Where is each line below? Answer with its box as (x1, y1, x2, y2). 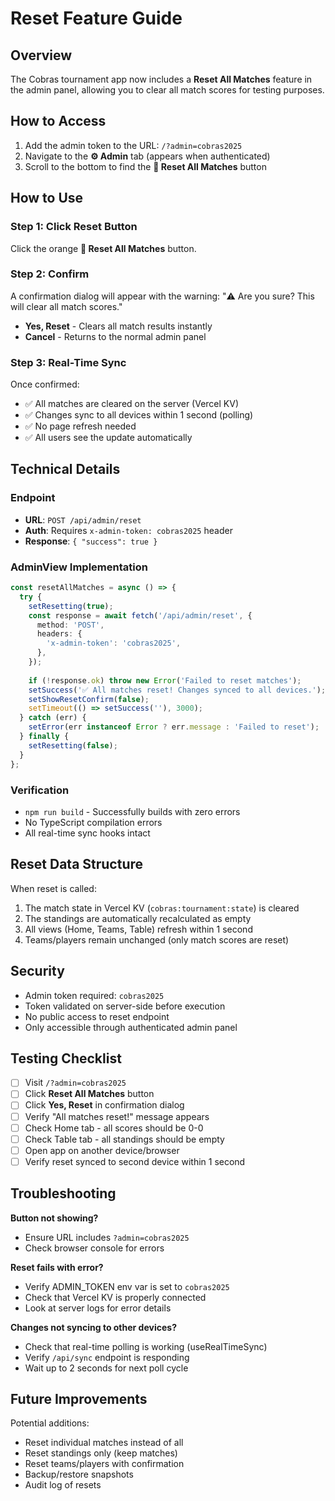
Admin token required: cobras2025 (24, 989, 165, 1001)
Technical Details (10, 461, 121, 478)
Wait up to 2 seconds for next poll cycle (24, 1362, 189, 1374)
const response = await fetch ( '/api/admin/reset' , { (28, 610, 253, 621)
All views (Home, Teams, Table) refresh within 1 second (24, 923, 253, 935)
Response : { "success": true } (24, 535, 158, 547)
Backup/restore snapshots (24, 1468, 134, 1481)
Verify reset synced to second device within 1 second (24, 1155, 246, 1167)
